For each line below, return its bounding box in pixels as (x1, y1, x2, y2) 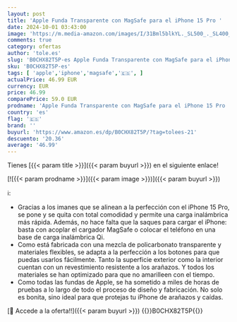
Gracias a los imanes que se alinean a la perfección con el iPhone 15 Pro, (17, 203, 230, 212)
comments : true (7, 37, 52, 44)
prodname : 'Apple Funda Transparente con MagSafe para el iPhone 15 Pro (7, 102, 226, 109)
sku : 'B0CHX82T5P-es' (7, 63, 71, 70)
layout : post (7, 10, 46, 18)
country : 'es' (7, 109, 49, 116)
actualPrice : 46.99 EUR (7, 76, 78, 83)
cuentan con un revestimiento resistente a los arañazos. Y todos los (17, 263, 215, 272)
